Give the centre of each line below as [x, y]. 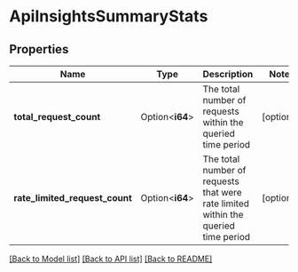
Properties [39, 49]
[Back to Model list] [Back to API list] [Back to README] [111, 259]
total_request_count [57, 117]
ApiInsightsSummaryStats [109, 16]
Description [228, 74]
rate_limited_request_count [73, 198]
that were [222, 192]
